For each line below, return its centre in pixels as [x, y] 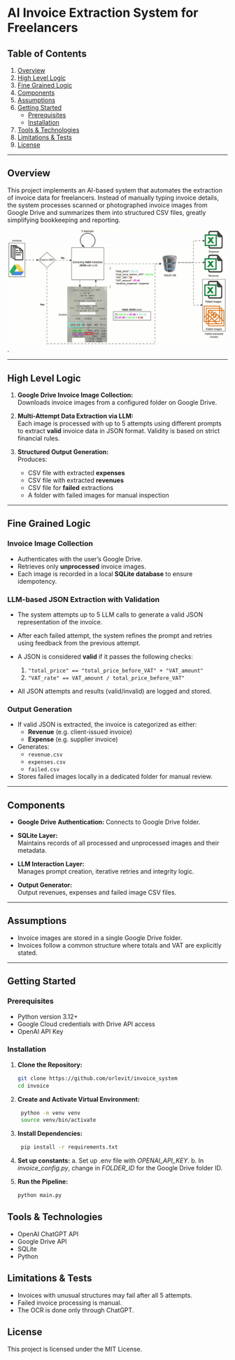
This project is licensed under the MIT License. [75, 1349]
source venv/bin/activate [58, 1120]
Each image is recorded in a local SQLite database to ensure [105, 574]
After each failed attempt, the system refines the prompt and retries [115, 636]
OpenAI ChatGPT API [48, 1234]
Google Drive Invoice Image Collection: [75, 395]
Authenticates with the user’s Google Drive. [80, 559]
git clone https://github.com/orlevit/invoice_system [97, 1078]
